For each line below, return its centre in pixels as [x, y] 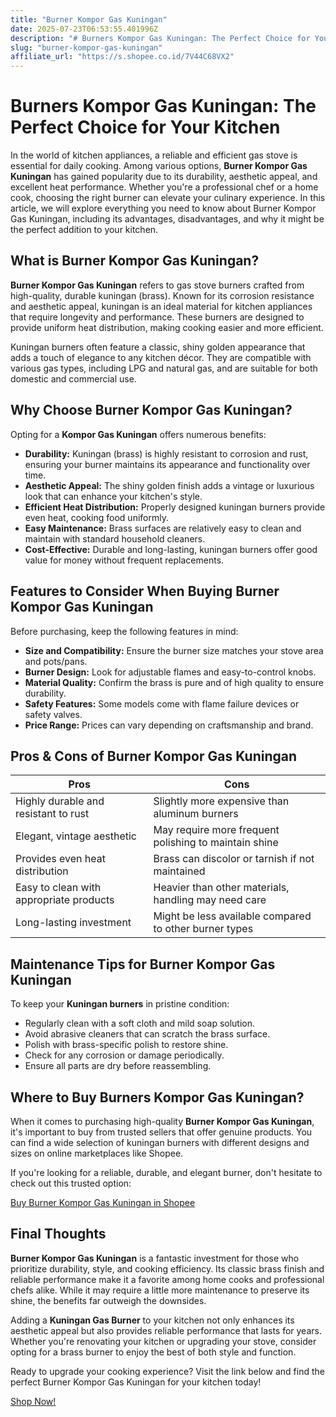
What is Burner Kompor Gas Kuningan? [135, 261]
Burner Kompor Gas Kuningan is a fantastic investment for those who [155, 1258]
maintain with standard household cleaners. [115, 538]
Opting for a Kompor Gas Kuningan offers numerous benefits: [138, 434]
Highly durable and [60, 801]
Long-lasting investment [73, 923]
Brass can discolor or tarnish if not [234, 859]
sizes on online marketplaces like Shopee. [97, 1153]
